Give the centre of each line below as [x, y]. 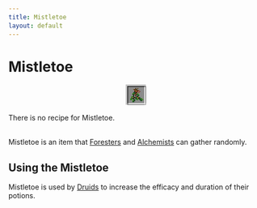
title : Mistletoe [38, 17]
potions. [22, 196]
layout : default [36, 25]
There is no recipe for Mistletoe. [62, 118]
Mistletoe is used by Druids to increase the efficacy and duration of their [128, 187]
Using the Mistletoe [59, 167]
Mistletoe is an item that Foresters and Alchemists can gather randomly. [128, 142]
